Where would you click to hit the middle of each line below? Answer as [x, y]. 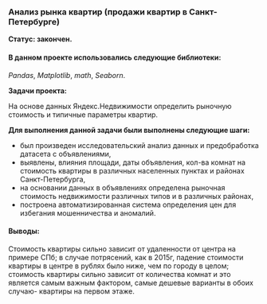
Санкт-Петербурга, [53, 179]
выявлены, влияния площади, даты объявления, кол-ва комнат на [132, 162]
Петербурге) [34, 21]
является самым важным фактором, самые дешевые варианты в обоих [131, 283]
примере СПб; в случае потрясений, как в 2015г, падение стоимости [126, 257]
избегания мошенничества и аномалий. [88, 212]
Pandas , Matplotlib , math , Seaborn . [67, 75]
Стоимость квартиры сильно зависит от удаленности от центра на [122, 248]
